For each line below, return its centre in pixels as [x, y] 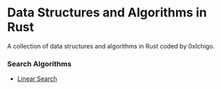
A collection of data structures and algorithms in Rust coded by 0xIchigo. [111, 46]
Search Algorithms [39, 64]
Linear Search [37, 79]
